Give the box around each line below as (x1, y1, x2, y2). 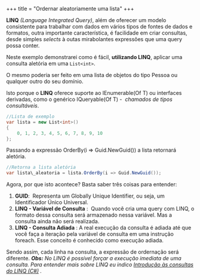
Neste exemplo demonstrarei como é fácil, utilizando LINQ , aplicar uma (6, 54, 183, 60)
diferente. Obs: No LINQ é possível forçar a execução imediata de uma (6, 255, 181, 262)
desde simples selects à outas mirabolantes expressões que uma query (6, 36, 183, 42)
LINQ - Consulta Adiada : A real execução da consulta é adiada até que (14, 224, 192, 232)
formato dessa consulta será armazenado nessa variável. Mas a (14, 211, 172, 219)
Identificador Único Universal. (14, 199, 88, 206)
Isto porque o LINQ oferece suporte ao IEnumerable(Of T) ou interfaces (6, 90, 182, 96)
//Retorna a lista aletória (6, 164, 76, 171)
